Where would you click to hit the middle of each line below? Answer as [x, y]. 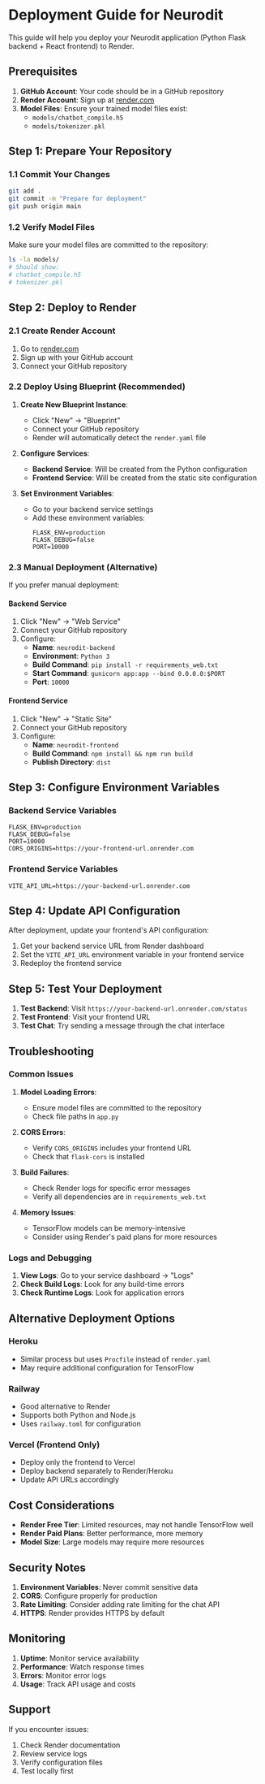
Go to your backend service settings [93, 509]
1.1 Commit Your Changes [60, 175]
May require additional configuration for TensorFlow [107, 1367]
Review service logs [53, 1753]
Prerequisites [43, 72]
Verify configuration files [62, 1762]
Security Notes [47, 1567]
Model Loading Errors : [58, 1092]
